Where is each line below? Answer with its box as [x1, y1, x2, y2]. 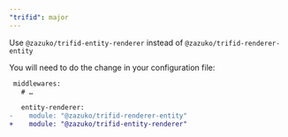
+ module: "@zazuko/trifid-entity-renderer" [9, 120, 188, 129]
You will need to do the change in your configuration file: [9, 62, 216, 72]
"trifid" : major [9, 12, 69, 22]
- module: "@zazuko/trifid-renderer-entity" [9, 111, 188, 120]
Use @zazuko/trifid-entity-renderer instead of [9, 37, 184, 48]
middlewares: [12, 79, 62, 88]
